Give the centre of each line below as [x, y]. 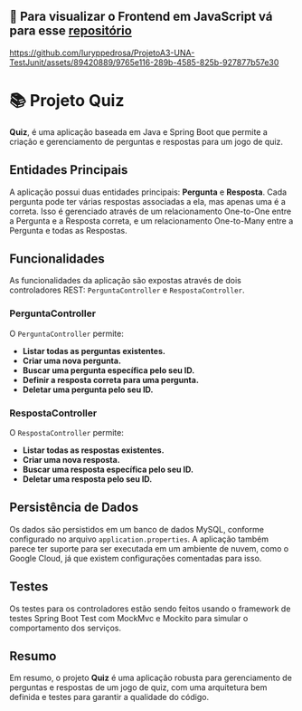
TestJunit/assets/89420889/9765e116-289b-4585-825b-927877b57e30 [144, 62]
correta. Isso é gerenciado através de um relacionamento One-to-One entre [151, 211]
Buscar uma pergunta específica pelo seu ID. [109, 370]
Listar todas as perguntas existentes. [94, 351]
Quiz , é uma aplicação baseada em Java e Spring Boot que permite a [139, 131]
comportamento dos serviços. [66, 628]
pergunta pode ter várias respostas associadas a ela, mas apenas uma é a [148, 201]
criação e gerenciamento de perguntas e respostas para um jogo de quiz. [146, 141]
